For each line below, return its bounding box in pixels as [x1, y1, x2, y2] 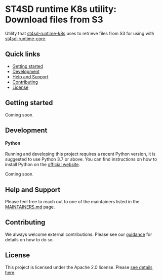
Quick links [5, 50, 40, 58]
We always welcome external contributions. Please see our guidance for [5, 231, 152, 237]
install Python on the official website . [5, 162, 80, 168]
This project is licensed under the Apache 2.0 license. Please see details [5, 264, 153, 270]
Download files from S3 [5, 14, 103, 25]
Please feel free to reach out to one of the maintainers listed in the [5, 198, 140, 204]
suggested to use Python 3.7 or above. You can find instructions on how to [5, 156, 157, 162]
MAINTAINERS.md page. [5, 204, 55, 210]
